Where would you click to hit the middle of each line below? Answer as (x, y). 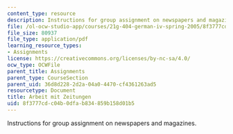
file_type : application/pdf (48, 39)
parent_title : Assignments (46, 71)
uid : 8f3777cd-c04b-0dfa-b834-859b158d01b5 (71, 104)
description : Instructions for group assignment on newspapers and (107, 20)
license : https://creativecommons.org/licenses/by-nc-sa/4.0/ (99, 59)
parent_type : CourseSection (48, 78)
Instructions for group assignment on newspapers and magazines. (102, 123)
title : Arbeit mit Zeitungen (49, 97)
